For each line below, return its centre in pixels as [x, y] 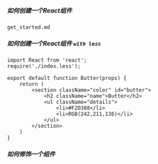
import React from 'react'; [47, 60]
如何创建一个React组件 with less [54, 43]
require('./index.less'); [44, 66]
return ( [32, 84]
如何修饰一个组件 [31, 154]
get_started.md [29, 27]
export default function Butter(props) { [67, 78]
